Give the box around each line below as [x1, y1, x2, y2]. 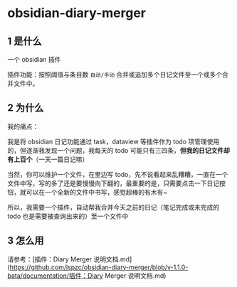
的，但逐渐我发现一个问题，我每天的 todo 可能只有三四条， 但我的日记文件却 [7, 146, 230, 154]
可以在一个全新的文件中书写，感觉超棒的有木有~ [26, 188, 168, 196]
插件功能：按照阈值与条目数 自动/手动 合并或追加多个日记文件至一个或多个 [7, 70, 223, 79]
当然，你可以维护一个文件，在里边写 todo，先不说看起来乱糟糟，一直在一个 [7, 170, 228, 178]
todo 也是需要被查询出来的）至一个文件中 [7, 212, 129, 220]
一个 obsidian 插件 [7, 55, 61, 63]
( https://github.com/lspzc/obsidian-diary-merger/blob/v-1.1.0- [7, 263, 189, 271]
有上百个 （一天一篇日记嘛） [7, 155, 89, 163]
